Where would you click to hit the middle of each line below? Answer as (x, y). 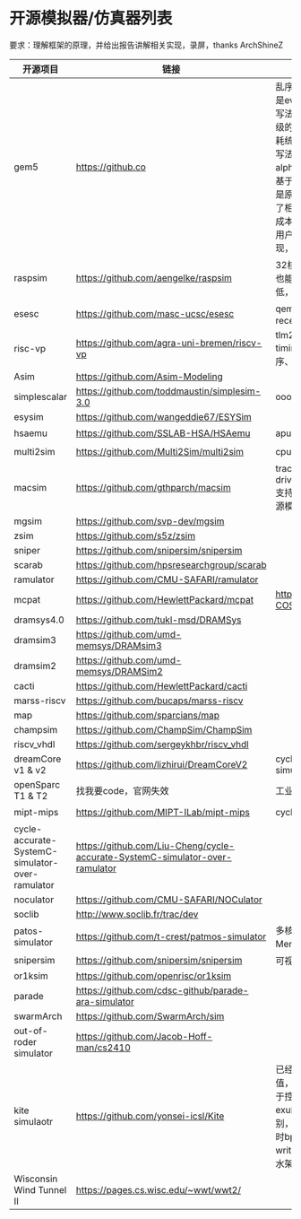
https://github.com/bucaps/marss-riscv (159, 701)
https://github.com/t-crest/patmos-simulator (171, 936)
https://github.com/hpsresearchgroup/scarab (171, 564)
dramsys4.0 (39, 620)
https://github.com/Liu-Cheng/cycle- (155, 846)
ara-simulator (105, 1001)
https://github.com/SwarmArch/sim (150, 1016)
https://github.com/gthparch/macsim (153, 487)
